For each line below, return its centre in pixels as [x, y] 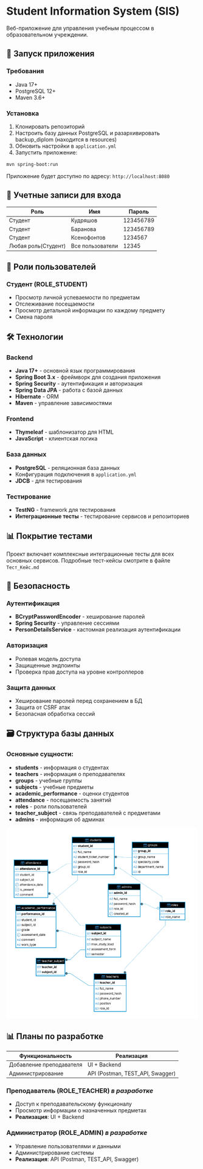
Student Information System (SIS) [93, 11]
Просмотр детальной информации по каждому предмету [90, 311]
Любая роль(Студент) [37, 246]
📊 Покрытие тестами [50, 536]
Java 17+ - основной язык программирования [75, 370]
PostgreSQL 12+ [35, 91]
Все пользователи [95, 246]
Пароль [139, 212]
